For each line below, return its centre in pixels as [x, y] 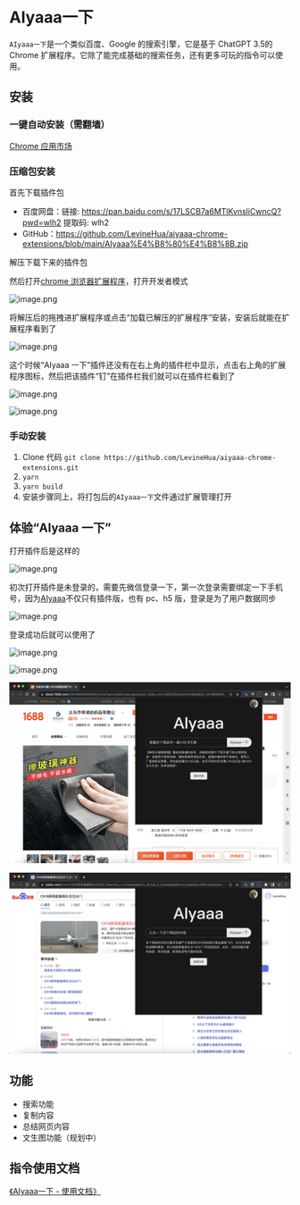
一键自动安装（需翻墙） [59, 125]
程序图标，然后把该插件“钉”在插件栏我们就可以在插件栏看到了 [122, 376]
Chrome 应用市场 [41, 146]
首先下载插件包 [37, 192]
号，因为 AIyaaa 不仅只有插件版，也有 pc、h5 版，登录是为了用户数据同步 [143, 598]
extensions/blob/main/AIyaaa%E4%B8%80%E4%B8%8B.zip [135, 243]
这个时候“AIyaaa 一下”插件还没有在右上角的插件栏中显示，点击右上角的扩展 [148, 364]
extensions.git [50, 468]
